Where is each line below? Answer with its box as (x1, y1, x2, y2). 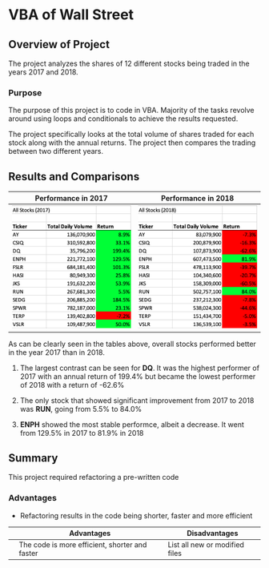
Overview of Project (8, 38, 110, 51)
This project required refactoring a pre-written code (8, 473, 179, 482)
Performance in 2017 (34, 193, 108, 203)
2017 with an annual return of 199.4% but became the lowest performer (19, 371, 256, 381)
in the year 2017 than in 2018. (8, 347, 106, 357)
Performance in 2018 (161, 193, 235, 203)
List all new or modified (167, 540, 244, 550)
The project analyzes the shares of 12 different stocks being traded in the (8, 58, 250, 68)
